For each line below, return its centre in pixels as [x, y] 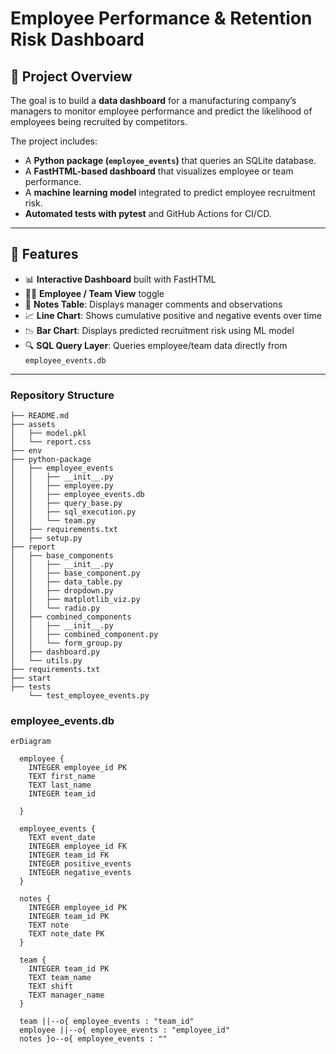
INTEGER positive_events [80, 864]
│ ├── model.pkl [48, 433]
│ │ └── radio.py [55, 608]
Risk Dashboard [77, 39]
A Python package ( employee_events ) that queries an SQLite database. [170, 160]
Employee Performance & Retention [161, 18]
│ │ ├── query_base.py [66, 503]
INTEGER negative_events [80, 873]
